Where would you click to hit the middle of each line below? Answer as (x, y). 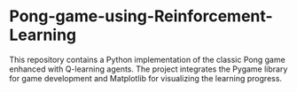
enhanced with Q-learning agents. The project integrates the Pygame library (148, 69)
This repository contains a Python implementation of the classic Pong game (147, 59)
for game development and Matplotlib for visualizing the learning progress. (145, 78)
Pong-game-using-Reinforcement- (141, 16)
